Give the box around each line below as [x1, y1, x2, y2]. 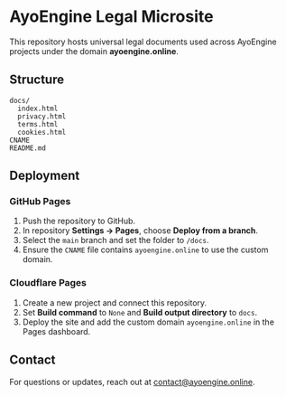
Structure [9, 72, 65, 88]
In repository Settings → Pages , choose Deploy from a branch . [22, 225, 259, 236]
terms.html [17, 119, 59, 128]
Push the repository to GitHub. [22, 215, 136, 227]
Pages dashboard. [22, 325, 91, 336]
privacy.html [17, 111, 67, 121]
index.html [17, 104, 59, 113]
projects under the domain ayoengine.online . [9, 45, 179, 56]
